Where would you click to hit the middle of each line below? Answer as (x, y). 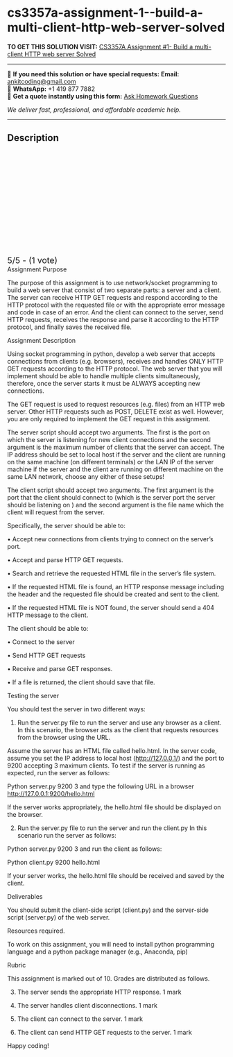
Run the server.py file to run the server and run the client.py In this (112, 828)
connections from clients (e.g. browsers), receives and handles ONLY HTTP (115, 361)
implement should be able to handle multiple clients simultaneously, (104, 375)
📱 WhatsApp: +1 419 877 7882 (51, 89)
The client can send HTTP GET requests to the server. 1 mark (104, 1032)
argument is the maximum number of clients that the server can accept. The (116, 447)
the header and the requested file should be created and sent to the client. (113, 594)
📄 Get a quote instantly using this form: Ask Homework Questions (103, 96)
